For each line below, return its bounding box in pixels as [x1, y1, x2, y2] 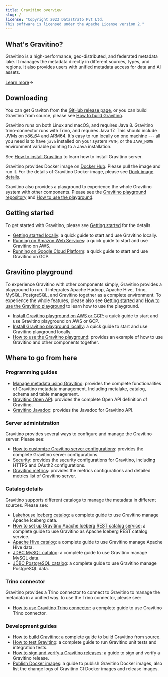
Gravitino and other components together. [12, 339, 99, 345]
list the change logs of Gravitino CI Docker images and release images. [12, 666, 159, 672]
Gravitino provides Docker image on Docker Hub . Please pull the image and [5, 163, 161, 169]
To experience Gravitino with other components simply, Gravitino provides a [5, 281, 162, 287]
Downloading [5, 94, 48, 102]
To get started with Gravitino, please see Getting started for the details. [5, 222, 152, 228]
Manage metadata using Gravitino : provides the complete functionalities [12, 381, 161, 387]
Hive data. [12, 544, 34, 550]
